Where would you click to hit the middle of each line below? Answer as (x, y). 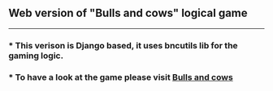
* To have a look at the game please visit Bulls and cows (121, 77)
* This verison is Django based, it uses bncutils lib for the (123, 45)
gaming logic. (36, 56)
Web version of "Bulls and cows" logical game (128, 13)
